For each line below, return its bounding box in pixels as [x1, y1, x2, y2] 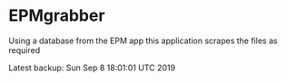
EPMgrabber [8, 5, 105, 26]
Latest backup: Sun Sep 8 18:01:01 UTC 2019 [8, 62, 176, 73]
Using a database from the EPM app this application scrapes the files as [8, 35, 278, 46]
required [8, 44, 41, 55]
